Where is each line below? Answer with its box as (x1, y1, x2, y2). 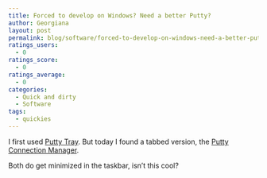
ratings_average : (8, 71, 66, 79)
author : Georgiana (8, 19, 69, 27)
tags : (8, 108, 26, 116)
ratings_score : (8, 56, 59, 64)
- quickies (15, 115, 52, 123)
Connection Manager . (8, 145, 79, 155)
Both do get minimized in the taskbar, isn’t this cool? (8, 161, 179, 170)
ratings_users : (8, 41, 59, 49)
